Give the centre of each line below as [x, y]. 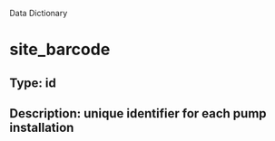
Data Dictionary [39, 13]
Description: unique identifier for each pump [138, 113]
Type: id [33, 83]
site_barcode [60, 50]
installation [42, 127]
